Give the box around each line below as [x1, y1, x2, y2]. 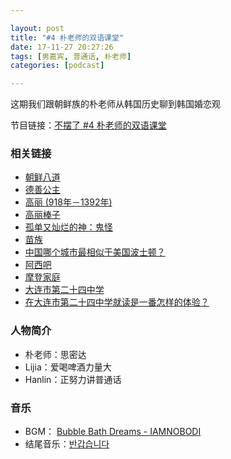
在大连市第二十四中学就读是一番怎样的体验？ [24, 296, 210, 308]
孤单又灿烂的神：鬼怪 [24, 221, 113, 233]
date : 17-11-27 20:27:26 [10, 42, 114, 52]
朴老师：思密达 [24, 348, 87, 360]
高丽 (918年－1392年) [24, 196, 113, 208]
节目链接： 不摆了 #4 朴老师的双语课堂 [10, 119, 167, 131]
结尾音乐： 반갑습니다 [24, 438, 110, 450]
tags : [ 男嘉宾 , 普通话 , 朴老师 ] [10, 51, 132, 61]
